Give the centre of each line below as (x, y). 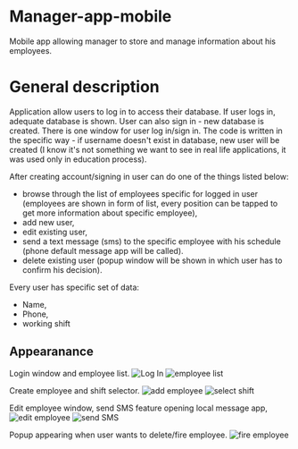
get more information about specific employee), (110, 213)
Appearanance (51, 352)
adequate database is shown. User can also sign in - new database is (137, 121)
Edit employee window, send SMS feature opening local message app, (138, 408)
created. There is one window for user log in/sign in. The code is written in (146, 131)
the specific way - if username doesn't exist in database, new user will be (145, 140)
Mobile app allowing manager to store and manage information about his (143, 41)
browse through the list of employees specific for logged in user (140, 193)
